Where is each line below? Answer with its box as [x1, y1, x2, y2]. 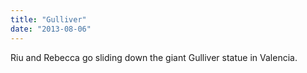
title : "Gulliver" [10, 14, 87, 25]
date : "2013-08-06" [10, 24, 92, 34]
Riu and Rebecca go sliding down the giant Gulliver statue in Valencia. [10, 51, 298, 63]
